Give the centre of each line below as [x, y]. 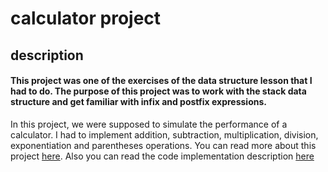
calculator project [86, 18]
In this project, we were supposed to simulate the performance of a [149, 124]
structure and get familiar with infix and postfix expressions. [138, 102]
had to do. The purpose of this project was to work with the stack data [158, 91]
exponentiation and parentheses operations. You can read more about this [163, 145]
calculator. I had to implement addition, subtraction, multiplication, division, [164, 134]
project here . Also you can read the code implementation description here [162, 156]
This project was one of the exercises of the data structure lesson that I [161, 81]
